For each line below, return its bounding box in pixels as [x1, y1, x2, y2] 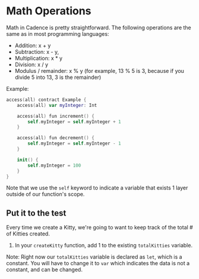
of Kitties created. [6, 230, 50, 237]
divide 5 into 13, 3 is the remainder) [14, 73, 101, 81]
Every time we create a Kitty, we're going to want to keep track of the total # [6, 224, 194, 231]
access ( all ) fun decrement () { [17, 135, 95, 141]
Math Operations [6, 4, 92, 18]
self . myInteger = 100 [27, 163, 82, 168]
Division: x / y [14, 61, 49, 68]
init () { [17, 157, 39, 163]
